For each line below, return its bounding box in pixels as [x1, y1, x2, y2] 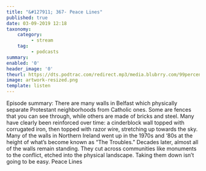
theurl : [6, 71, 26, 78]
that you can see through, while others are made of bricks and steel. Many [6, 112, 194, 120]
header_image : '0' [6, 65, 53, 72]
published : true [6, 15, 48, 21]
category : [17, 32, 43, 38]
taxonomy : [6, 26, 32, 32]
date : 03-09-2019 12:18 [6, 20, 67, 26]
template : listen [6, 83, 51, 89]
